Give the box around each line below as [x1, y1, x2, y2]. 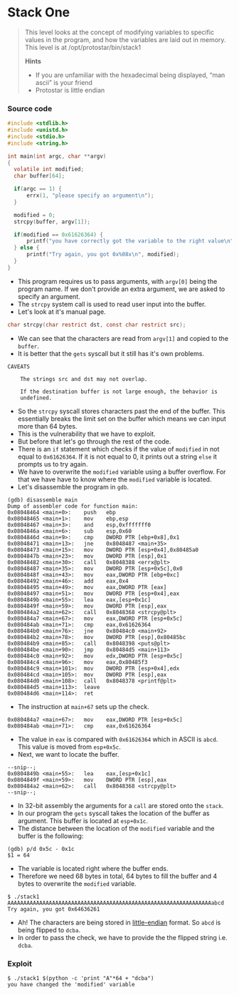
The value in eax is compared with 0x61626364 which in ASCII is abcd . [17, 735, 218, 743]
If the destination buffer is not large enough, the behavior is [20, 388, 218, 395]
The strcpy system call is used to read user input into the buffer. [17, 300, 206, 308]
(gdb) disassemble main [7, 496, 78, 504]
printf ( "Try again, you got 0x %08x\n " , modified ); [26, 251, 180, 258]
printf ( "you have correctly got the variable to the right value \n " [26, 238, 234, 245]
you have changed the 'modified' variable [7, 981, 135, 989]
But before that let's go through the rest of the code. [17, 437, 171, 446]
